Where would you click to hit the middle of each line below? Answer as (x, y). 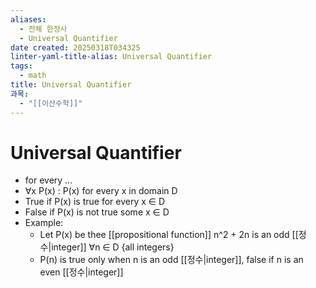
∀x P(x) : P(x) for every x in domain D (101, 191)
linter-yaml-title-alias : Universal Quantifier (111, 57)
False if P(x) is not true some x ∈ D (97, 212)
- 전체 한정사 (43, 29)
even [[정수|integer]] (81, 272)
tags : (21, 66)
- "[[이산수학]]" (51, 103)
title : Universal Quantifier (71, 85)
